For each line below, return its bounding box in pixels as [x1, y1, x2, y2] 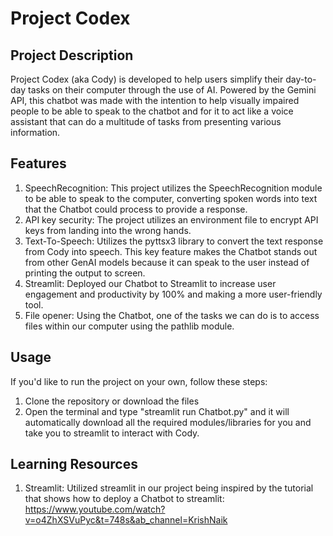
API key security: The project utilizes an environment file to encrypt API [24, 213, 319, 226]
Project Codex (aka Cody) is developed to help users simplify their [10, 73, 284, 85]
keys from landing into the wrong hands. [24, 224, 192, 236]
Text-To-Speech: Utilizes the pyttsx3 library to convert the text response [24, 235, 324, 247]
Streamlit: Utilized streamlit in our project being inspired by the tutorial [24, 482, 314, 494]
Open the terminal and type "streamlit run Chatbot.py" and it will [24, 405, 290, 417]
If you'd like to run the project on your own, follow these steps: [10, 375, 268, 387]
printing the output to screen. [24, 267, 146, 279]
